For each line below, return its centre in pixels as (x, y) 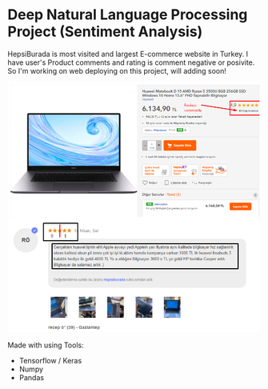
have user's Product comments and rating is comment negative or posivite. (131, 62)
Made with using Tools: (46, 345)
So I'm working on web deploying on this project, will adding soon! (117, 70)
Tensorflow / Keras (50, 361)
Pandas (32, 378)
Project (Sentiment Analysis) (105, 32)
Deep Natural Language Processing (128, 15)
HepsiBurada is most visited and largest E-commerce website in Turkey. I (128, 54)
